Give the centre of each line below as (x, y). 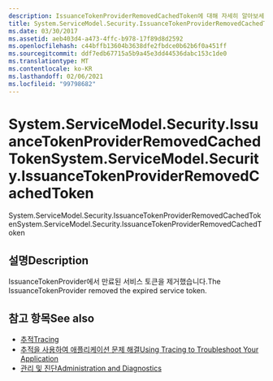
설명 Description (49, 260)
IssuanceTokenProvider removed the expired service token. (108, 291)
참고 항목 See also (52, 318)
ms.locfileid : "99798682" (52, 84)
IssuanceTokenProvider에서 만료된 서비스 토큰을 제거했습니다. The (115, 282)
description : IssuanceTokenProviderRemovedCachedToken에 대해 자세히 (123, 16)
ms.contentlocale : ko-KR (50, 69)
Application (39, 359)
